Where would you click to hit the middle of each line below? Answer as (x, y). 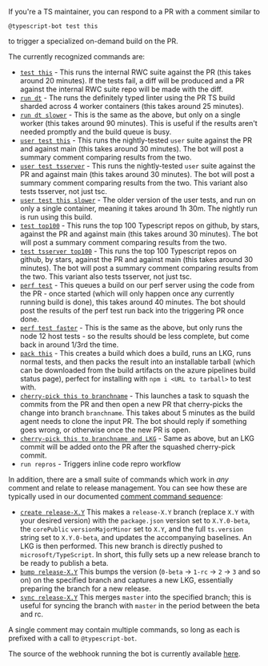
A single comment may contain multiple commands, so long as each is (124, 630)
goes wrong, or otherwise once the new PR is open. (105, 430)
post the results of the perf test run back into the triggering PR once (132, 311)
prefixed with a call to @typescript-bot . (73, 638)
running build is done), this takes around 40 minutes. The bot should (132, 302)
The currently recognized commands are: (77, 57)
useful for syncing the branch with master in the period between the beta (140, 605)
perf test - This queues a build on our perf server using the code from (137, 285)
